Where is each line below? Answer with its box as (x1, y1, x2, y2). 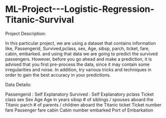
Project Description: (5, 30, 46, 36)
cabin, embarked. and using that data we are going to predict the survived (5, 51, 158, 57)
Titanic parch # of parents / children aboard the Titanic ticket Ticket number (5, 102, 161, 108)
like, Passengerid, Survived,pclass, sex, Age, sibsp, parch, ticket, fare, (5, 45, 150, 51)
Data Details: (5, 81, 31, 88)
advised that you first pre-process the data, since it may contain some (5, 61, 150, 67)
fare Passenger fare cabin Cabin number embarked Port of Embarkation (5, 107, 153, 113)
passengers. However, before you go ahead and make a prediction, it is (5, 56, 152, 62)
